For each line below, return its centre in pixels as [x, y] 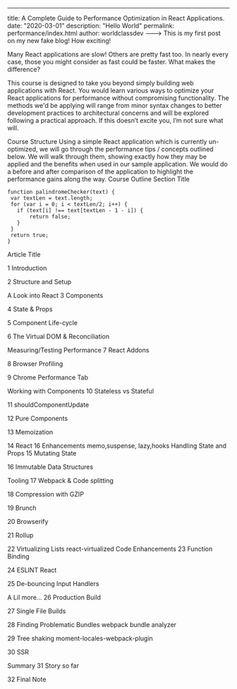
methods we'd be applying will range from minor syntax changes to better [115, 105]
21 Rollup [20, 535]
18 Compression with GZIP [46, 494]
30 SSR [18, 652]
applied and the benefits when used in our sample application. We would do [117, 164]
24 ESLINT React [32, 570]
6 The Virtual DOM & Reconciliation [59, 336]
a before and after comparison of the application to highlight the [101, 171]
